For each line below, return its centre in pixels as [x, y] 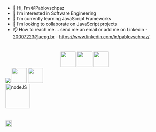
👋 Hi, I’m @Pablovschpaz [38, 8]
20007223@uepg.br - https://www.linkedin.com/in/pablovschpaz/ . [82, 37]
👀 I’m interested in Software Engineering [54, 13]
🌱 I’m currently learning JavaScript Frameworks [62, 18]
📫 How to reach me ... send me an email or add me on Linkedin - [80, 29]
